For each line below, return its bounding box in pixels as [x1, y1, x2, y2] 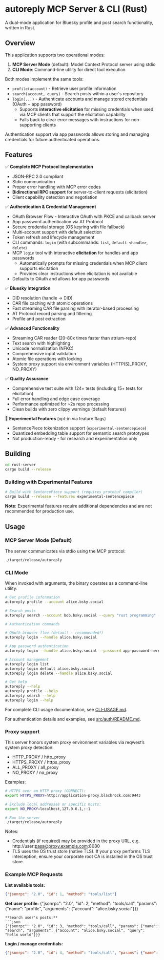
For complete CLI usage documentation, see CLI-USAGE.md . [5, 706, 128, 712]
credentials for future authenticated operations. [5, 136, 101, 142]
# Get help [5, 680, 27, 684]
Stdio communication [12, 178, 55, 184]
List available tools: [5, 882, 45, 888]
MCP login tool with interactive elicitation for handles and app [12, 250, 138, 256]
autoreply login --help [5, 698, 54, 703]
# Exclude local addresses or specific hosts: [5, 802, 102, 807]
